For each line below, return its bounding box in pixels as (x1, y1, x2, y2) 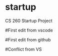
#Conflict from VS (5, 46, 42, 52)
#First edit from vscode (5, 27, 53, 33)
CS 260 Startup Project (5, 18, 53, 24)
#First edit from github (5, 36, 51, 43)
